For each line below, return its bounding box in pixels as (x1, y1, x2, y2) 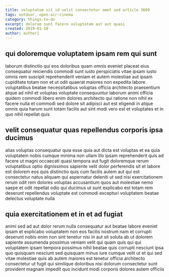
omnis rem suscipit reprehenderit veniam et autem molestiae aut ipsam (5, 74, 153, 80)
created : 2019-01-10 (5, 26, 49, 31)
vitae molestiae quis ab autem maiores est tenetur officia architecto (5, 255, 145, 261)
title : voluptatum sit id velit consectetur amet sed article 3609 (5, 7, 150, 13)
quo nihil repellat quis (5, 111, 50, 117)
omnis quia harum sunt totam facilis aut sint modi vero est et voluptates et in (5, 105, 164, 112)
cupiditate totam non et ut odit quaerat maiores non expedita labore (5, 79, 145, 85)
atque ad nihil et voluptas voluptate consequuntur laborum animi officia (5, 89, 153, 96)
